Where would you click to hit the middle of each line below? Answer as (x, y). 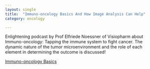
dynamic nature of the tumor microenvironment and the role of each (74, 47)
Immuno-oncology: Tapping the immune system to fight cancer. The (74, 42)
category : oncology (25, 18)
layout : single (21, 9)
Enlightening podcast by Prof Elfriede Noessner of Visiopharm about (74, 36)
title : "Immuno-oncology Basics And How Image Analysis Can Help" (75, 14)
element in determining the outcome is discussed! (56, 52)
